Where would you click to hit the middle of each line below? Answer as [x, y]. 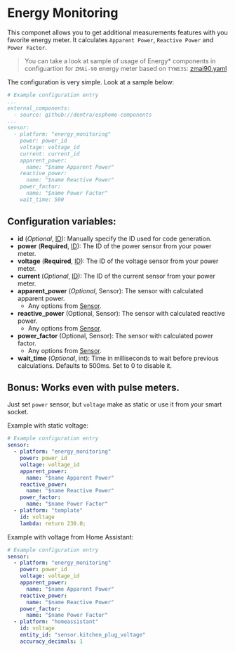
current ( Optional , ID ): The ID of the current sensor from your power [116, 276]
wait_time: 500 [42, 199]
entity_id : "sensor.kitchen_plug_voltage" [83, 635]
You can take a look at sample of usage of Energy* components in [120, 60]
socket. [18, 412]
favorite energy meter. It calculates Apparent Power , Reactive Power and [110, 39]
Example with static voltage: [48, 426]
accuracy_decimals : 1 [51, 641]
